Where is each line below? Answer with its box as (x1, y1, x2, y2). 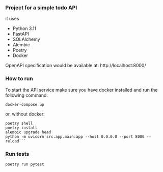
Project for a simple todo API (5, 4, 77, 11)
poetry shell (5, 121, 33, 126)
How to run (5, 75, 33, 82)
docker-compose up (5, 102, 44, 107)
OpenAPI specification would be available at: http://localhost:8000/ (5, 63, 146, 69)
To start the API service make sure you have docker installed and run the (5, 87, 158, 93)
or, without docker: (5, 111, 45, 117)
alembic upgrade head (5, 129, 51, 135)
